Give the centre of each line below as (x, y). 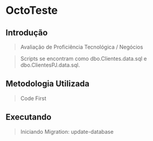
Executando (28, 117)
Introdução (27, 33)
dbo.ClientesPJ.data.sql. (50, 65)
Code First (33, 98)
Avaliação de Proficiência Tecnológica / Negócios (82, 47)
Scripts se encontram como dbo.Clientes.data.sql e (84, 58)
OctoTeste (32, 10)
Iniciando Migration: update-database (67, 131)
